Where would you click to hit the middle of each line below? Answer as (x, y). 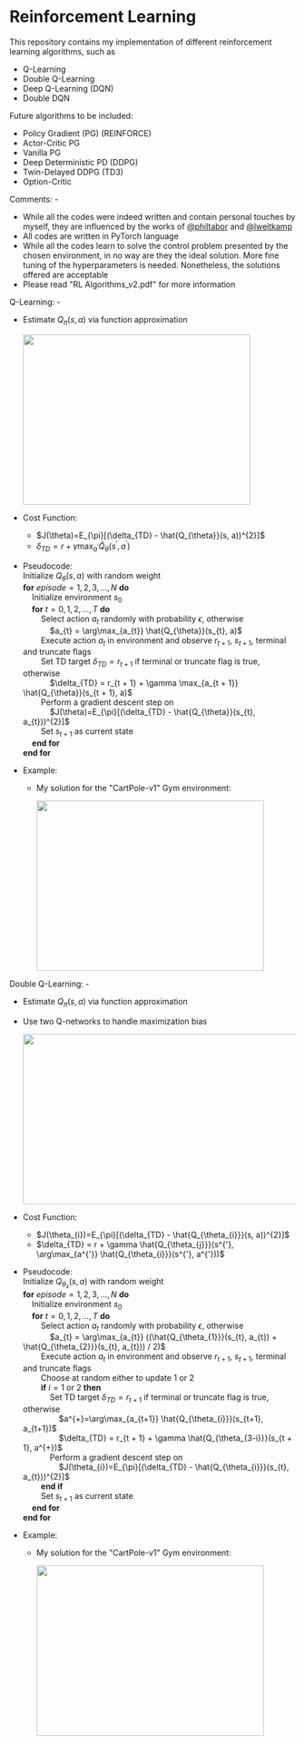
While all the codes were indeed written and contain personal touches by (159, 216)
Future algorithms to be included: (71, 115)
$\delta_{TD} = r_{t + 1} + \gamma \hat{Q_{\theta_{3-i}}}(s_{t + (176, 1438)
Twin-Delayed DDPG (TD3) (73, 172)
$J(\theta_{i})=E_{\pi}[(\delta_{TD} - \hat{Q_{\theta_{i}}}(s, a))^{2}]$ (163, 1234)
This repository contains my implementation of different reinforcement (141, 42)
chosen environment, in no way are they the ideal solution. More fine (151, 255)
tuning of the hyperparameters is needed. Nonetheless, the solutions (151, 264)
